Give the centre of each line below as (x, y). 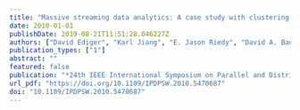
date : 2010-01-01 (42, 26)
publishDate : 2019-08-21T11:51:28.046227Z (89, 34)
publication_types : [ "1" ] (57, 51)
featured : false (39, 67)
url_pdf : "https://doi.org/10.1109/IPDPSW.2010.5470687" (117, 83)
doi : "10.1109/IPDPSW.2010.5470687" (77, 91)
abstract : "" (33, 59)
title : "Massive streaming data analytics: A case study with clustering (150, 17)
